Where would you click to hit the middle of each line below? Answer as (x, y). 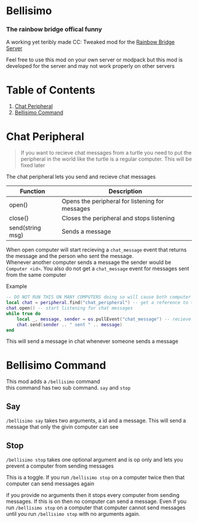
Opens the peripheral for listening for (113, 201)
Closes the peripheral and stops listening (118, 218)
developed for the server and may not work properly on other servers (90, 66)
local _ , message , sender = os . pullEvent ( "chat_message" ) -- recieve (104, 319)
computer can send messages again (50, 484)
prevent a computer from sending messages (60, 466)
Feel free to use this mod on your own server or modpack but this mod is (94, 60)
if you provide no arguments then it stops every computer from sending (93, 495)
